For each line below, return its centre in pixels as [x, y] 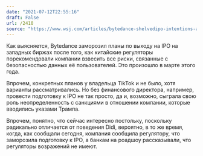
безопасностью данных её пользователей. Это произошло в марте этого [101, 65]
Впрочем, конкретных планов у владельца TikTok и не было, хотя [91, 83]
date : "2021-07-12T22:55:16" [43, 12]
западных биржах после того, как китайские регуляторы [80, 53]
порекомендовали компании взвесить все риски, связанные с [87, 59]
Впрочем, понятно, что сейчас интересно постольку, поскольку [89, 121]
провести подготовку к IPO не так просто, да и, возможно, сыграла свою [101, 96]
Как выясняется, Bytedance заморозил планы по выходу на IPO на [92, 46]
